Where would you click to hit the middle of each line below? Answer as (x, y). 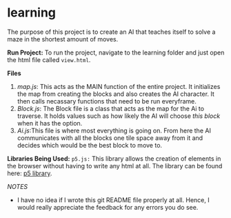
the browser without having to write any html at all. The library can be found (115, 166)
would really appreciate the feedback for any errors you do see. (108, 207)
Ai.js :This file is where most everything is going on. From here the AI (114, 130)
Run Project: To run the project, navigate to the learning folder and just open (116, 52)
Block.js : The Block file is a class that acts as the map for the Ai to (111, 108)
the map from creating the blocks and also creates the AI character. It (116, 94)
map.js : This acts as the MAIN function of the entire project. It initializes (119, 86)
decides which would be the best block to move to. (90, 145)
